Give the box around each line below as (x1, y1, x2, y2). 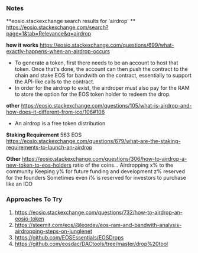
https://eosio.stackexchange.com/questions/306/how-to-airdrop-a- (21, 155, 187, 163)
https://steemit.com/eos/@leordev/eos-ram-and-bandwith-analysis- (14, 221, 182, 228)
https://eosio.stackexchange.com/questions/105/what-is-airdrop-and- (21, 102, 192, 109)
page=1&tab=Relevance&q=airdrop (6, 30, 92, 37)
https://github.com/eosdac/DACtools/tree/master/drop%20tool (14, 240, 168, 247)
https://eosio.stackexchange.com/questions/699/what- (39, 41, 174, 48)
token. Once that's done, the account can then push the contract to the (14, 66, 188, 73)
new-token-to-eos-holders (6, 161, 72, 169)
